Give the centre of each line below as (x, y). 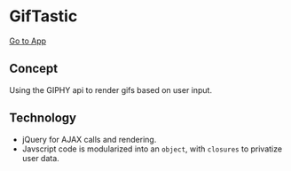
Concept (34, 69)
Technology (43, 118)
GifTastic (43, 16)
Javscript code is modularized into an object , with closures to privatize (152, 149)
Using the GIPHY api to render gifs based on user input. (111, 89)
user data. (40, 158)
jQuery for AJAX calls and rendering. (89, 139)
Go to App (28, 41)
